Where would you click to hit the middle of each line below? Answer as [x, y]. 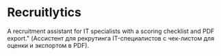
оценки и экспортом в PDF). [48, 45]
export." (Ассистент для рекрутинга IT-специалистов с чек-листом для [110, 38]
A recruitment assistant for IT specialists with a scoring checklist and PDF [111, 31]
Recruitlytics [44, 12]
